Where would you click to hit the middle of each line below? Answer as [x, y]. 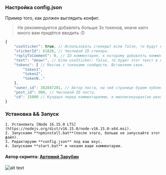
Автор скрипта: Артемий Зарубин [42, 157]
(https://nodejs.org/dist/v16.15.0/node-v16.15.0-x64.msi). [68, 129]
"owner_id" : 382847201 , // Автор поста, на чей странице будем [81, 88]
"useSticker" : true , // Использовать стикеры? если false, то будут [86, 47]
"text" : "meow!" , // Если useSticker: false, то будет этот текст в [86, 60]
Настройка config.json [34, 7]
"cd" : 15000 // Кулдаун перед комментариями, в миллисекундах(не [83, 97]
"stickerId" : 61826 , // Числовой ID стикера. [62, 51]
